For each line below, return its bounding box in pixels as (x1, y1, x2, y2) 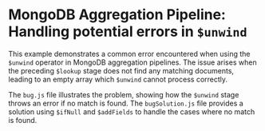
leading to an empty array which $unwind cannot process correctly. (8, 74, 228, 84)
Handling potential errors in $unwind (8, 22, 247, 41)
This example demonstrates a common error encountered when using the (8, 49, 251, 58)
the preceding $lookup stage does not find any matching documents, (8, 65, 234, 75)
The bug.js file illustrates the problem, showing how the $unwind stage (8, 89, 239, 99)
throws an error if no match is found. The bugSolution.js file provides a (8, 98, 243, 108)
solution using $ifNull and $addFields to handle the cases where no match (8, 106, 255, 117)
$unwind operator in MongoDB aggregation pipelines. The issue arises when (8, 58, 257, 67)
